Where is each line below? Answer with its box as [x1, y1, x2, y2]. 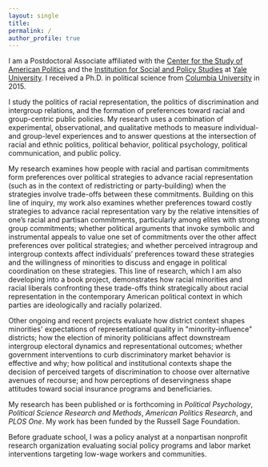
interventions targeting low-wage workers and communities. [8, 449, 207, 459]
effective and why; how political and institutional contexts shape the [8, 359, 232, 368]
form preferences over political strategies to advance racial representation [8, 173, 254, 182]
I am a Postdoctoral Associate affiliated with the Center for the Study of [8, 56, 243, 66]
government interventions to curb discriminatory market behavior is [8, 350, 231, 359]
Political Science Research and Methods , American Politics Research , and [8, 408, 254, 418]
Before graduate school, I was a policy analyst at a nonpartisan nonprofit [8, 432, 248, 442]
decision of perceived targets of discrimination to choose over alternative [8, 367, 250, 377]
